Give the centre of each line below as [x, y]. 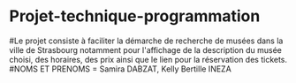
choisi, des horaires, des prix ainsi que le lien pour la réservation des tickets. [148, 59]
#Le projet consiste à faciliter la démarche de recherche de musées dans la [146, 41]
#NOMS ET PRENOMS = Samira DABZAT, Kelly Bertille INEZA [120, 69]
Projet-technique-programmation [135, 16]
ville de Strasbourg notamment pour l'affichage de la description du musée [146, 49]
